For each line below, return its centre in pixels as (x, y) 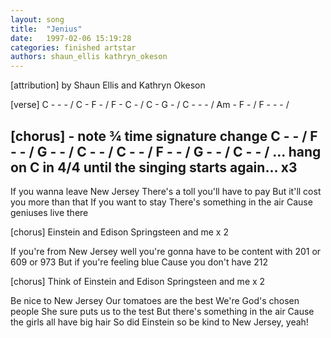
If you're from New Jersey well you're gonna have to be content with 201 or (166, 251)
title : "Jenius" (46, 29)
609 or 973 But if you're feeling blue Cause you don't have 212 (139, 262)
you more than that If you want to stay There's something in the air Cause (161, 202)
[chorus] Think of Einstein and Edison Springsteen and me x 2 (138, 281)
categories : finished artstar (73, 47)
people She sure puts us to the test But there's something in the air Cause (162, 311)
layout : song (37, 19)
